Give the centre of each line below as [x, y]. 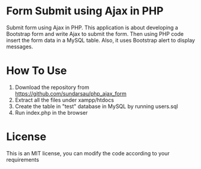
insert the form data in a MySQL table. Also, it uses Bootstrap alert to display [100, 40]
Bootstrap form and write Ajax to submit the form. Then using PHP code [95, 33]
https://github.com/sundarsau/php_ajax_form [71, 93]
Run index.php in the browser [51, 112]
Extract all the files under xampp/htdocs [64, 100]
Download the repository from [52, 87]
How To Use [37, 71]
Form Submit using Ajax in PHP [85, 11]
